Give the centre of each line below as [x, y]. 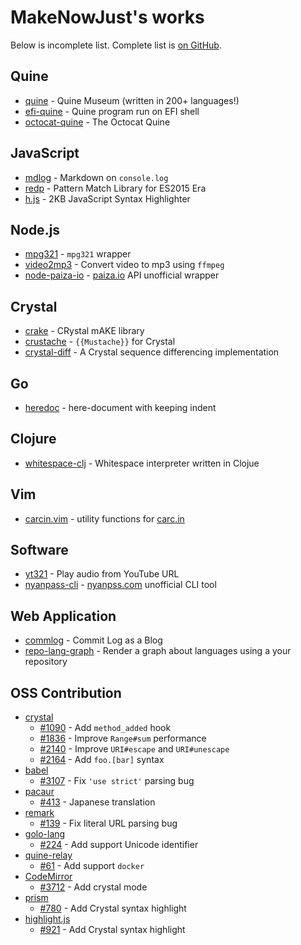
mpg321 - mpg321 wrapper [78, 254]
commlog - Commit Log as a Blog [93, 640]
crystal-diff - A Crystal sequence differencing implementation [152, 352]
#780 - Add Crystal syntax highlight [113, 908]
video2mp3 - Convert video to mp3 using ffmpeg [124, 265]
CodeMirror [48, 877]
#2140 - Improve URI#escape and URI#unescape [134, 749]
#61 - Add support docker [92, 866]
